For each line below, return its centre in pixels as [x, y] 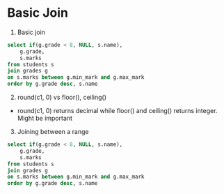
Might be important [45, 118]
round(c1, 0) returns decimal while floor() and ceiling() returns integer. [117, 111]
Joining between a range [53, 132]
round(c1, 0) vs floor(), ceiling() [62, 97]
